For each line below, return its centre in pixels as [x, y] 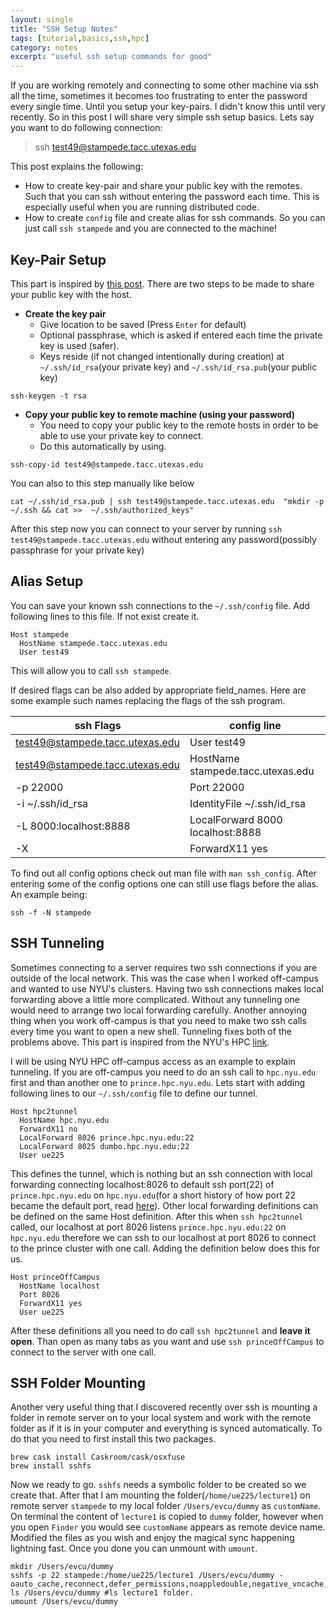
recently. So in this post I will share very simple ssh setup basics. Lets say [162, 117]
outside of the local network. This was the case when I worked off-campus [164, 978]
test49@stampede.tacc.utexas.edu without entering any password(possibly [163, 539]
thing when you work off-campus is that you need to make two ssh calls [158, 1020]
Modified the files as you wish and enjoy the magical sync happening [152, 1538]
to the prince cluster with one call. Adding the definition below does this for [165, 1248]
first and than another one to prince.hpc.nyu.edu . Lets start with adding [158, 1082]
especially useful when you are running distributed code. [142, 207]
